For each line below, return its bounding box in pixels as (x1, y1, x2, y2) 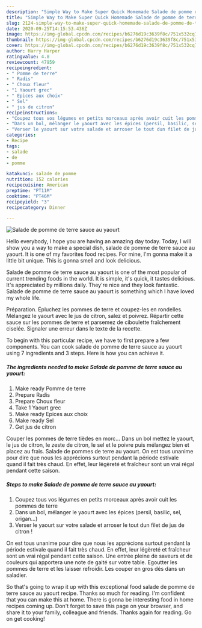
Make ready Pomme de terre (14, 385, 86, 392)
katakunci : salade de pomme (6, 171, 77, 177)
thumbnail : (6, 37, 34, 43)
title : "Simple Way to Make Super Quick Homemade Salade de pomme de (6, 14, 185, 20)
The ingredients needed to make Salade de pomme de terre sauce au (6, 363, 182, 370)
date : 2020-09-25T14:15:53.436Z (6, 25, 87, 32)
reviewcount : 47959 (6, 59, 55, 65)
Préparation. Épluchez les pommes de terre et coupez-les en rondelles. (6, 306, 183, 313)
